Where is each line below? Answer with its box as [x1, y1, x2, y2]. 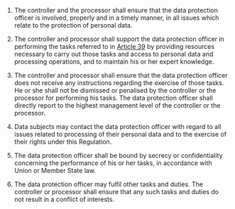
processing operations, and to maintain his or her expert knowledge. [13, 57, 214, 66]
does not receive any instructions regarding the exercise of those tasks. [13, 79, 224, 87]
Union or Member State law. [13, 166, 96, 174]
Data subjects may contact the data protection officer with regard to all [13, 123, 222, 130]
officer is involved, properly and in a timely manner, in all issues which [13, 13, 219, 22]
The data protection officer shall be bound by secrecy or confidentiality [13, 152, 223, 159]
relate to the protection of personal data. [13, 21, 133, 29]
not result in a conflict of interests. [13, 195, 115, 203]
